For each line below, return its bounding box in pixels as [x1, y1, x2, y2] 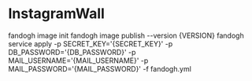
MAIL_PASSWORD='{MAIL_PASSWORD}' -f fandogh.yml [8, 64, 191, 73]
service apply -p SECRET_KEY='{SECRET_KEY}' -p [8, 39, 173, 48]
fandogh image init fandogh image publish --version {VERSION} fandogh [8, 31, 244, 40]
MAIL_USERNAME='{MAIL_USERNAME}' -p [8, 56, 149, 65]
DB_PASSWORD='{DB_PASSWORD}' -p [8, 47, 136, 57]
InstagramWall [8, 5, 105, 23]
